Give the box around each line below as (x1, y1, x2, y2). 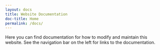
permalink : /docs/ (5, 21, 43, 26)
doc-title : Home (5, 16, 39, 21)
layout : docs (5, 7, 32, 12)
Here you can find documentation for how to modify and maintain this (5, 34, 148, 40)
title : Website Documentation (5, 12, 68, 17)
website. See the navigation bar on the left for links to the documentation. (5, 40, 156, 46)
